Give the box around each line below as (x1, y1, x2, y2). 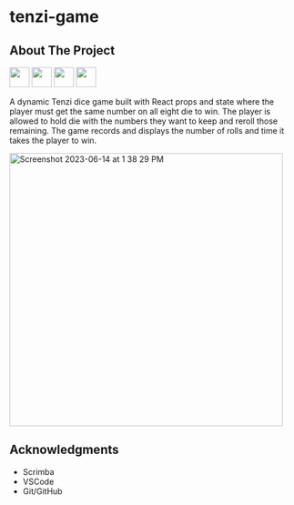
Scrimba (22, 466, 55, 477)
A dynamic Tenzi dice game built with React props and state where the (9, 96, 275, 106)
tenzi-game (9, 6, 99, 27)
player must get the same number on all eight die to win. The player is (9, 106, 271, 116)
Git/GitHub (22, 485, 63, 497)
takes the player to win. (9, 135, 97, 146)
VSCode (22, 476, 55, 487)
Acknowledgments (9, 442, 120, 458)
